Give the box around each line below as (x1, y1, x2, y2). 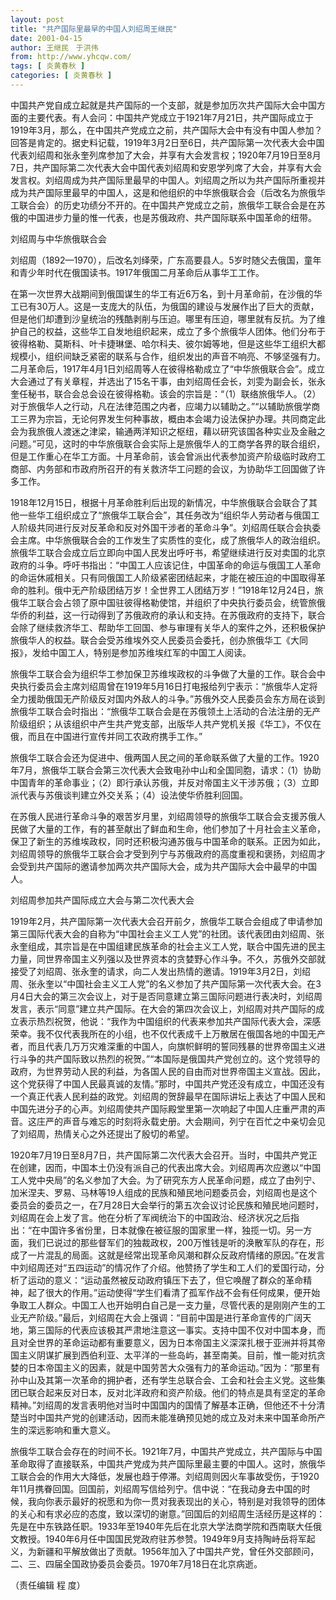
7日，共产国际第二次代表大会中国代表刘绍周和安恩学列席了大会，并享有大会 (10, 161, 322, 173)
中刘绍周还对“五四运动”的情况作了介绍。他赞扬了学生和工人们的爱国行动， (10, 1261, 317, 1273)
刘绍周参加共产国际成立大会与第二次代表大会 (10, 894, 195, 906)
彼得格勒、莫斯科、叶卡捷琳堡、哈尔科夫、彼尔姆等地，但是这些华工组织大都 (10, 337, 326, 350)
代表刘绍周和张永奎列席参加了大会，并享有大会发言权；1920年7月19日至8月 (10, 149, 322, 161)
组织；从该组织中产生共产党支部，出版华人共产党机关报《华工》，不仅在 (27, 717, 322, 730)
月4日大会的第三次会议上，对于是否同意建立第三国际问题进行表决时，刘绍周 (10, 990, 323, 1002)
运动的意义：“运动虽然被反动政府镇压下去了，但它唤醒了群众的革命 (27, 1274, 304, 1286)
